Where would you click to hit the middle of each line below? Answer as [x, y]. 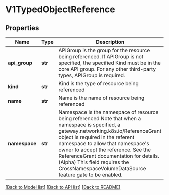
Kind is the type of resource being [99, 83]
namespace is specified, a [90, 125]
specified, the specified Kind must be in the [110, 63]
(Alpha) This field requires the [94, 162]
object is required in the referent [97, 137]
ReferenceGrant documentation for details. [109, 156]
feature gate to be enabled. [91, 175]
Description [110, 42]
